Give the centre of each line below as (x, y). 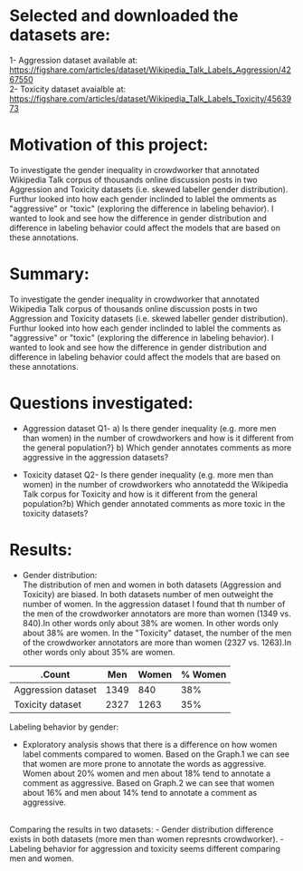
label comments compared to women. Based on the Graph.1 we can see (156, 754)
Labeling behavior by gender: (64, 727)
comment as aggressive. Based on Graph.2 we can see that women (148, 783)
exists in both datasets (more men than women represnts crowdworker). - (147, 838)
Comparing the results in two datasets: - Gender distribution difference (142, 829)
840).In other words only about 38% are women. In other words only (150, 623)
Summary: (50, 274)
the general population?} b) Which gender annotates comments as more (157, 447)
